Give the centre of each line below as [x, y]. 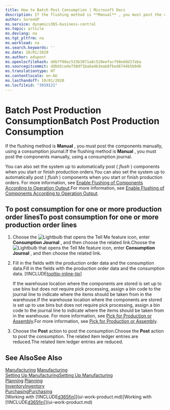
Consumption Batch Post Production [82, 121]
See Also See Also [34, 358]
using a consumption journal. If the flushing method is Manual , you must [81, 151]
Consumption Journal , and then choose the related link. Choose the [84, 242]
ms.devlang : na [21, 33]
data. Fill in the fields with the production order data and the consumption [89, 268]
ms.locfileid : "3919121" [31, 85]
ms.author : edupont [26, 57]
